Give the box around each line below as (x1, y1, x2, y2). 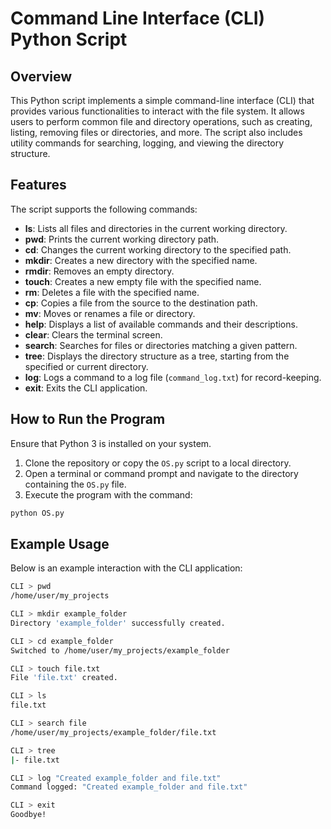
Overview (10, 68, 73, 85)
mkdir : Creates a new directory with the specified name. (24, 254, 258, 266)
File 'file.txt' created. (10, 673, 118, 683)
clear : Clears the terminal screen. (24, 328, 163, 341)
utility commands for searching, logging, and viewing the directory (10, 137, 285, 149)
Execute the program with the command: (24, 488, 193, 501)
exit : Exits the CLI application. (24, 382, 148, 394)
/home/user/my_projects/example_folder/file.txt (10, 727, 217, 737)
